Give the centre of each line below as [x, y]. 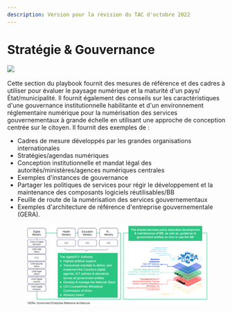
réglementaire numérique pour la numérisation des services [92, 112]
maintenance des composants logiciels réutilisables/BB [96, 192]
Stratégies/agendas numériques [63, 155]
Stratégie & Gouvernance [81, 49]
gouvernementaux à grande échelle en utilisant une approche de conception [116, 120]
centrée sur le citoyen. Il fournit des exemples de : [79, 127]
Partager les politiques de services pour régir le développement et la [115, 185]
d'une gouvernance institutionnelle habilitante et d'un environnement [106, 105]
